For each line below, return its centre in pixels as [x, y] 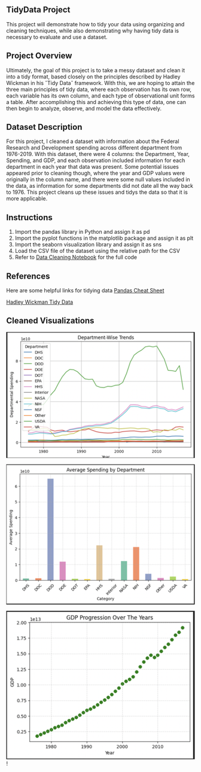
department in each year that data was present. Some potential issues [93, 167]
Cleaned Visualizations [50, 321]
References [28, 276]
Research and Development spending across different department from [94, 148]
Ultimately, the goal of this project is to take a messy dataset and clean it [96, 70]
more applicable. [27, 199]
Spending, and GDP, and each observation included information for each [96, 160]
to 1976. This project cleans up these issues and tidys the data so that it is [97, 192]
